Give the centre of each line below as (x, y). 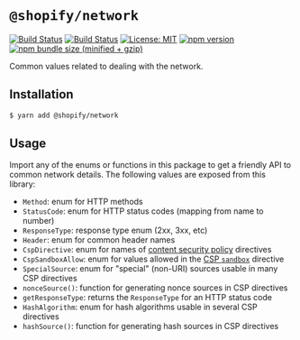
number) (38, 221)
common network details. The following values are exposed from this (137, 175)
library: (23, 184)
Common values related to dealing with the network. (106, 66)
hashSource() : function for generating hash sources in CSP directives (150, 326)
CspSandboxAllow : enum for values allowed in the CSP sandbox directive (153, 259)
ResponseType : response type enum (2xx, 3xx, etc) (115, 230)
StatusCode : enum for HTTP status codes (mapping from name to (143, 211)
